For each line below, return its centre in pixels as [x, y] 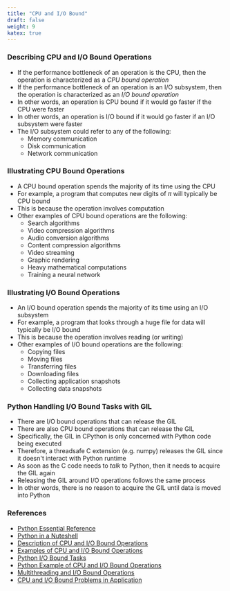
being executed [39, 443]
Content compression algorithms [74, 245]
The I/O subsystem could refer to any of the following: [94, 131]
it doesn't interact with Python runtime [71, 459]
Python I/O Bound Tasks [51, 558]
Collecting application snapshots [74, 381]
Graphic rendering [54, 260]
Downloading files [53, 374]
